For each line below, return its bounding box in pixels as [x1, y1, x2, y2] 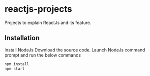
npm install [4, 61, 29, 67]
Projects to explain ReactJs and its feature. [4, 20, 91, 25]
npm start [4, 66, 25, 71]
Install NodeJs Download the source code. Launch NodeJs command [4, 47, 146, 52]
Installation [4, 34, 40, 42]
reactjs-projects [4, 3, 72, 15]
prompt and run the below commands [4, 52, 81, 58]
